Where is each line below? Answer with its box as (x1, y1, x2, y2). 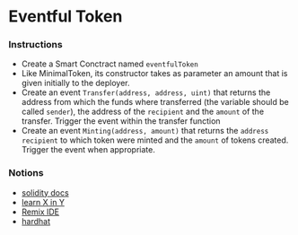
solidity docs (21, 187, 69, 198)
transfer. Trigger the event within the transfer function (21, 116, 221, 126)
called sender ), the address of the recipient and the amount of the (21, 106, 265, 117)
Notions (8, 167, 44, 179)
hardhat (21, 215, 51, 226)
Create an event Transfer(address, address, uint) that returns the (21, 87, 271, 98)
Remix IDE (21, 206, 60, 217)
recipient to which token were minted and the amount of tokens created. (21, 135, 289, 145)
